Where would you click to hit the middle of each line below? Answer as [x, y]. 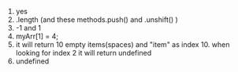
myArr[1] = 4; [37, 36]
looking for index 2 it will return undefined [84, 53]
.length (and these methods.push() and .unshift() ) [97, 20]
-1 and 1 [28, 28]
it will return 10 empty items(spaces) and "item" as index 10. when [123, 45]
